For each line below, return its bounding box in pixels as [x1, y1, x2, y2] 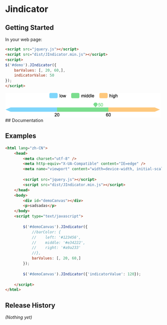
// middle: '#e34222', [31, 240, 85, 245]
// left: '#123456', [31, 235, 81, 240]
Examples [5, 132, 36, 140]
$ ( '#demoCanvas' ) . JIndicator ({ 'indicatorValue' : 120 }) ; [23, 271, 141, 277]
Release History [5, 301, 56, 310]
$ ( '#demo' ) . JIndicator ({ [5, 62, 57, 68]
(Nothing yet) [5, 315, 32, 321]
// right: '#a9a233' [31, 245, 81, 250]
